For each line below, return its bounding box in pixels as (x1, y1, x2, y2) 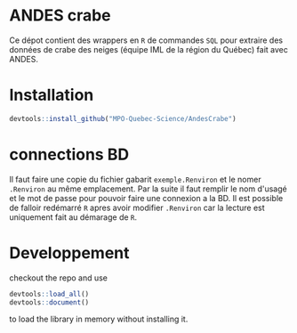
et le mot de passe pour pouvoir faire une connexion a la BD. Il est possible (9, 192, 284, 203)
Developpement (9, 242, 131, 263)
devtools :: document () (9, 297, 90, 307)
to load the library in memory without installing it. (9, 313, 189, 325)
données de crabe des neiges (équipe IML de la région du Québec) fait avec (9, 44, 289, 54)
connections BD (9, 144, 130, 165)
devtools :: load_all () (9, 289, 90, 298)
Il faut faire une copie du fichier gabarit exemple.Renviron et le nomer (9, 174, 261, 184)
